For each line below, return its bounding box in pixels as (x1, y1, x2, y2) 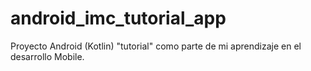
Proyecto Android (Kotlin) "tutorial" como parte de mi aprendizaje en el (10, 40, 302, 52)
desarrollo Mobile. (10, 50, 85, 62)
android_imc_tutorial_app (10, 7, 227, 30)
